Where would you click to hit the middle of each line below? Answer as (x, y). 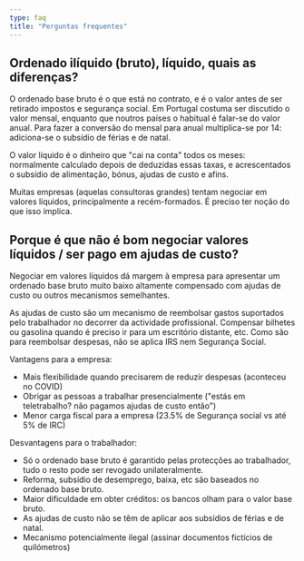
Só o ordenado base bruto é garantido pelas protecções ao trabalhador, (157, 460)
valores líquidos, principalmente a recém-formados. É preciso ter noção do (150, 202)
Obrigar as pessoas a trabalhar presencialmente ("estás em (134, 397)
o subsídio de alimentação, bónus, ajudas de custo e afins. (119, 174)
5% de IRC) (44, 425)
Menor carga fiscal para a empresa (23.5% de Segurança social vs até (154, 416)
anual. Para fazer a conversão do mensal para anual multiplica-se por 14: (146, 128)
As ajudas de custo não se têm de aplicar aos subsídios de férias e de (153, 518)
